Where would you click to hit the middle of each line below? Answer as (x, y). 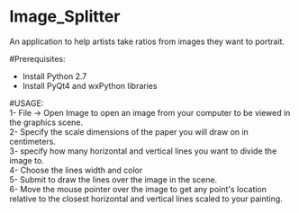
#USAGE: (27, 103)
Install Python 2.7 (54, 76)
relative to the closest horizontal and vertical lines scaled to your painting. (146, 199)
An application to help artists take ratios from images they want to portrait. (147, 41)
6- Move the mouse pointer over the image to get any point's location (138, 189)
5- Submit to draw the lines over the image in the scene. (113, 179)
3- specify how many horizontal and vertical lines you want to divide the (143, 151)
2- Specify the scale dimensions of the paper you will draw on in (129, 131)
